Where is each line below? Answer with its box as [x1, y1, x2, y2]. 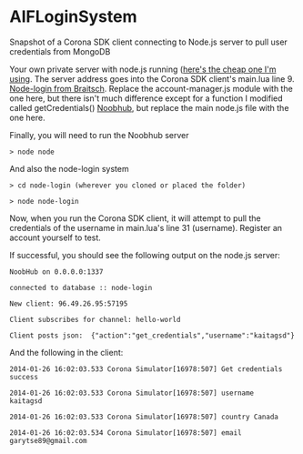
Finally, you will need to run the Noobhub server [9, 129, 189, 140]
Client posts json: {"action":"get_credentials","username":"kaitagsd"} [9, 330, 296, 340]
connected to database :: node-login [9, 283, 153, 292]
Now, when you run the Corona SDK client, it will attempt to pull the [9, 212, 261, 224]
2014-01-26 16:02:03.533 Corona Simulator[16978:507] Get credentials [9, 364, 283, 374]
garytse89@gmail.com [9, 436, 88, 445]
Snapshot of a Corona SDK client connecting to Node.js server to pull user [9, 36, 288, 47]
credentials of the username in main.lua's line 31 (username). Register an [9, 222, 283, 233]
